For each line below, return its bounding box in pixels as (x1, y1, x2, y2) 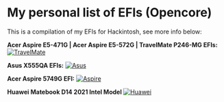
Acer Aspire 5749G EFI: (7, 74, 75, 83)
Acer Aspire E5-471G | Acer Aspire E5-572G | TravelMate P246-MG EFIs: (7, 40, 218, 49)
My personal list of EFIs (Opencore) (7, 5, 212, 21)
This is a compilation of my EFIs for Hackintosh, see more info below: (7, 27, 202, 36)
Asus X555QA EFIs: (7, 61, 64, 69)
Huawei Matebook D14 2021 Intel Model (7, 88, 122, 96)
